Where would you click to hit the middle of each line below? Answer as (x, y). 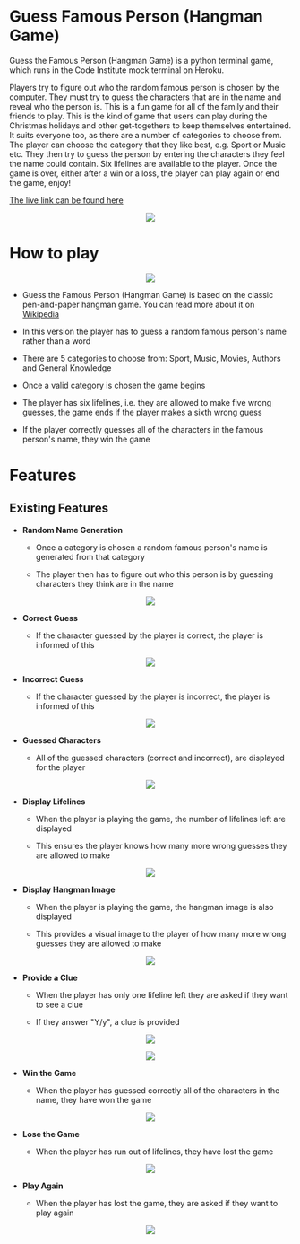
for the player (60, 767)
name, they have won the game (94, 1099)
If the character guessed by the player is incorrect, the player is (153, 696)
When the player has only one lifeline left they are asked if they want (162, 994)
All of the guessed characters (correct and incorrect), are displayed (160, 758)
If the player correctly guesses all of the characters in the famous (143, 429)
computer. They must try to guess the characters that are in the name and (146, 97)
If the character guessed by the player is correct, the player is (150, 635)
